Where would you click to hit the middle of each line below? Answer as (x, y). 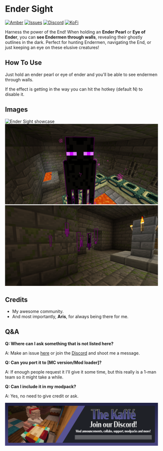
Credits (16, 300)
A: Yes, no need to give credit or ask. (42, 396)
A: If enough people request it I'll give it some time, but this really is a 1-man (81, 372)
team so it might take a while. (34, 377)
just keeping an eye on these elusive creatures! (52, 47)
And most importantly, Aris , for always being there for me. (70, 316)
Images (16, 110)
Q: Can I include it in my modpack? (41, 386)
